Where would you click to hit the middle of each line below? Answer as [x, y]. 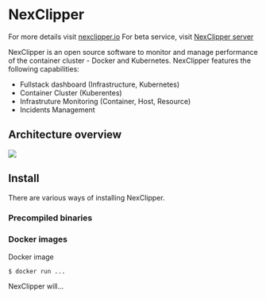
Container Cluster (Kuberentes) [71, 92]
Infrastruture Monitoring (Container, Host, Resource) [105, 101]
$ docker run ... [37, 271]
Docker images [38, 239]
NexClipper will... [36, 286]
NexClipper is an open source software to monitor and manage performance [133, 52]
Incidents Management [57, 110]
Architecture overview [65, 135]
